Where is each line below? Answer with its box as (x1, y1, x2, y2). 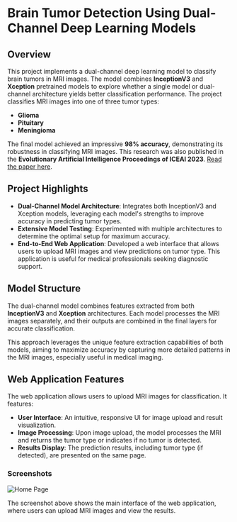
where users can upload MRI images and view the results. (7, 506, 176, 515)
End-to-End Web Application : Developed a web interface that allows (17, 239, 219, 248)
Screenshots (7, 469, 52, 479)
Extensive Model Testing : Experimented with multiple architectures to (17, 224, 223, 233)
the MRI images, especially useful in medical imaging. (7, 352, 164, 361)
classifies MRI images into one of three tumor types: (7, 97, 159, 106)
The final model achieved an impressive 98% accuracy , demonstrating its (7, 140, 224, 148)
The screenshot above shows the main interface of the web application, (7, 499, 217, 507)
